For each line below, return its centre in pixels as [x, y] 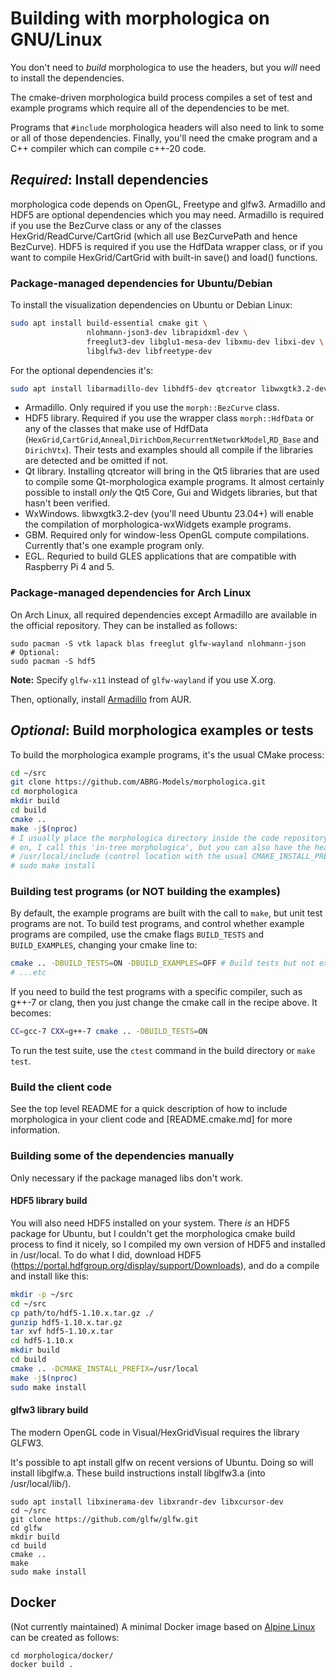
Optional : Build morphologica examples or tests [162, 730]
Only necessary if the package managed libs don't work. [126, 1178]
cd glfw [26, 1528]
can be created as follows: [65, 1637]
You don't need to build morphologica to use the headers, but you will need [165, 67]
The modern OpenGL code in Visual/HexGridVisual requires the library [155, 1432]
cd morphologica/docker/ [62, 1655]
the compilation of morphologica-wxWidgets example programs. [158, 524]
